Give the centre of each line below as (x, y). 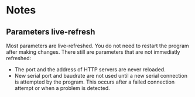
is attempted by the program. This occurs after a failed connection (95, 82)
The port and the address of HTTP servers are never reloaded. (90, 70)
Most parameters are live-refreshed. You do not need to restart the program (97, 46)
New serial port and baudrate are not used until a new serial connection (101, 76)
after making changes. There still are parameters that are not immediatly (93, 52)
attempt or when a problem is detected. (62, 88)
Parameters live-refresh (51, 32)
